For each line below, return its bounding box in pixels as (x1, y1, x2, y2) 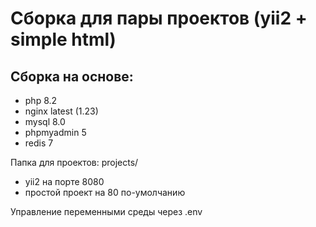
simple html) (10, 28, 117, 51)
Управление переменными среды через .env (10, 206, 203, 217)
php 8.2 (24, 95, 58, 106)
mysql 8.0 (24, 116, 66, 127)
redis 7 (24, 137, 54, 149)
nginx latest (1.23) (24, 105, 99, 117)
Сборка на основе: (10, 68, 134, 85)
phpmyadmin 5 (24, 127, 87, 138)
